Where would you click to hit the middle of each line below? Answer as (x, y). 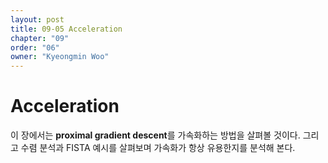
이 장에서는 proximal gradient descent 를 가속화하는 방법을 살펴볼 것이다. (155, 135)
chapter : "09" (40, 38)
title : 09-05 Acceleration (66, 29)
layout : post (37, 19)
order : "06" (35, 47)
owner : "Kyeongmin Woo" (60, 57)
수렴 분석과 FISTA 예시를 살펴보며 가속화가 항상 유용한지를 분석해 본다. (158, 148)
